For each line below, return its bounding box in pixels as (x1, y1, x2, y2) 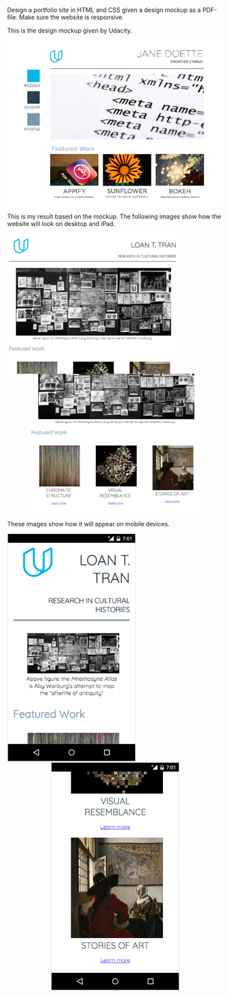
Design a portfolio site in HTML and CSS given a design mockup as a (7, 6, 201, 14)
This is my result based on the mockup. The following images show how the (7, 212, 221, 221)
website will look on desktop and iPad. (7, 219, 115, 227)
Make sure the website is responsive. (19, 13, 125, 21)
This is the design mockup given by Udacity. (7, 27, 132, 34)
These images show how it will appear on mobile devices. (7, 519, 170, 528)
